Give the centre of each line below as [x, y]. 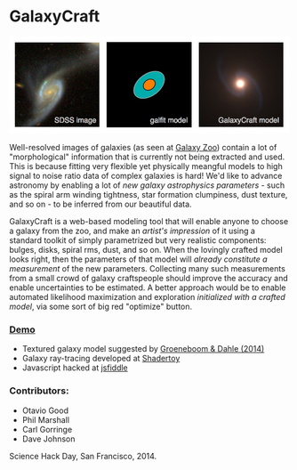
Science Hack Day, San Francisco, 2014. [83, 456]
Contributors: [39, 391]
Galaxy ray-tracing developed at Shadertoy [101, 359]
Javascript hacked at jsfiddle [75, 368]
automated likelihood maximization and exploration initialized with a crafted [148, 297]
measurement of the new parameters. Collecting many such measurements [148, 269]
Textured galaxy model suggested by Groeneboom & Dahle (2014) [143, 349]
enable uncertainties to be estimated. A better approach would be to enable [148, 288]
